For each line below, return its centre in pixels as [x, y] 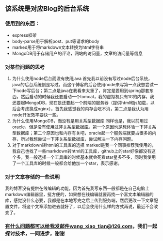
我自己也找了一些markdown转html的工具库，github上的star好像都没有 [82, 151]
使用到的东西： [23, 24]
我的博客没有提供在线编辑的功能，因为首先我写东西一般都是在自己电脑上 [77, 188]
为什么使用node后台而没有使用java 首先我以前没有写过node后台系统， [82, 78]
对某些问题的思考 [25, 67]
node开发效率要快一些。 [36, 115]
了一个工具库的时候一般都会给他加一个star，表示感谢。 [67, 163]
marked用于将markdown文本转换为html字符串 [58, 47]
